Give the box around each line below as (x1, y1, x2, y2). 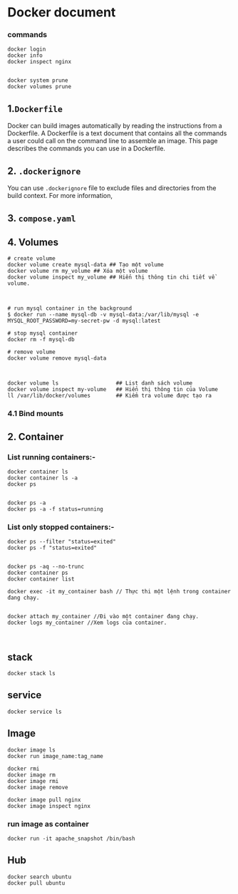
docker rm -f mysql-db (7, 336, 75, 343)
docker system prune (7, 77, 69, 84)
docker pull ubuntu (7, 879, 66, 887)
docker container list (7, 576, 75, 583)
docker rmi (7, 765, 40, 772)
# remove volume (7, 348, 56, 356)
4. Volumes (7, 236, 59, 248)
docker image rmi (7, 777, 59, 784)
